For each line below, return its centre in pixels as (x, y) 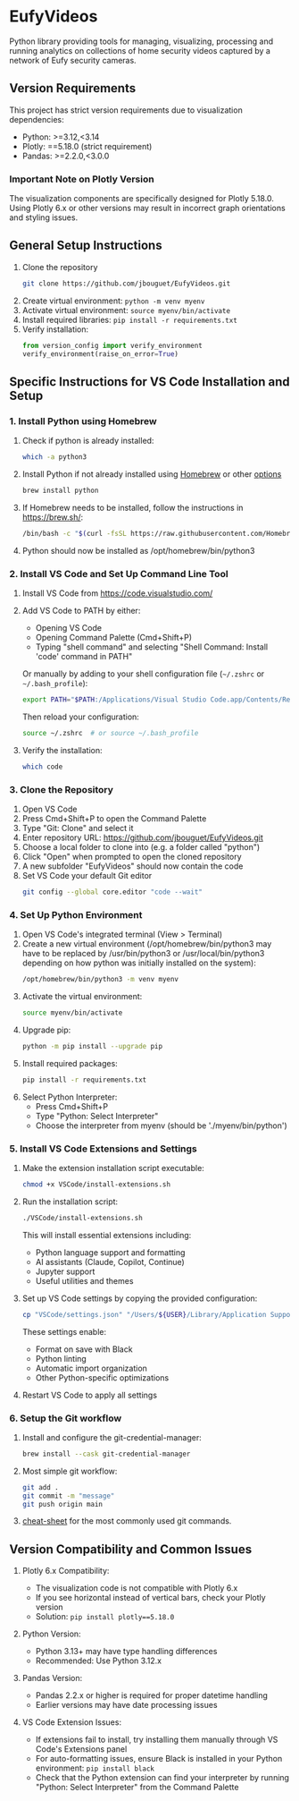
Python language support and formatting (110, 1252)
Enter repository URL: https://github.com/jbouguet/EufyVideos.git (142, 837)
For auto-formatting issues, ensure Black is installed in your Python (159, 1759)
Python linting (61, 1358)
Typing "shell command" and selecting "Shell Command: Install (152, 647)
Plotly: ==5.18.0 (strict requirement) (87, 146)
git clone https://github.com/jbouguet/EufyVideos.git (126, 284)
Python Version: (52, 1634)
